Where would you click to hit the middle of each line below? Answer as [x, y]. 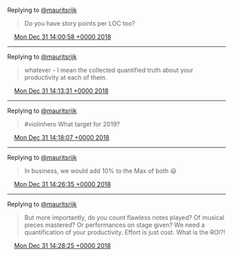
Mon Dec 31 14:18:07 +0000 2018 [61, 137]
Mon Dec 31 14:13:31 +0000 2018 [61, 91]
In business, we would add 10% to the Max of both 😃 [100, 171]
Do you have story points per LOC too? [79, 23]
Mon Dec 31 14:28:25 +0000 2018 [62, 246]
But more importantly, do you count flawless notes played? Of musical [124, 218]
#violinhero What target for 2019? [72, 124]
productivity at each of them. [66, 77]
